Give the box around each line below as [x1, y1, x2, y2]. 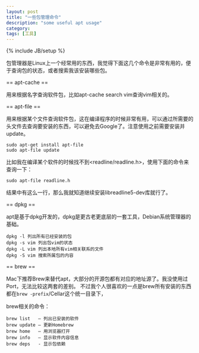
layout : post [6, 8, 39, 15]
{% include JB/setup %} [6, 47, 65, 54]
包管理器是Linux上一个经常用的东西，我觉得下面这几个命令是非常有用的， [6, 60, 186, 67]
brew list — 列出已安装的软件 [6, 316, 79, 322]
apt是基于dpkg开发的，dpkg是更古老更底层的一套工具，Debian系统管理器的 [6, 213, 191, 220]
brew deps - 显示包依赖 [6, 341, 66, 347]
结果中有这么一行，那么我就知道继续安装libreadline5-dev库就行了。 [6, 189, 171, 196]
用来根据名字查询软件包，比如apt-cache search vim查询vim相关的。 [6, 91, 173, 98]
